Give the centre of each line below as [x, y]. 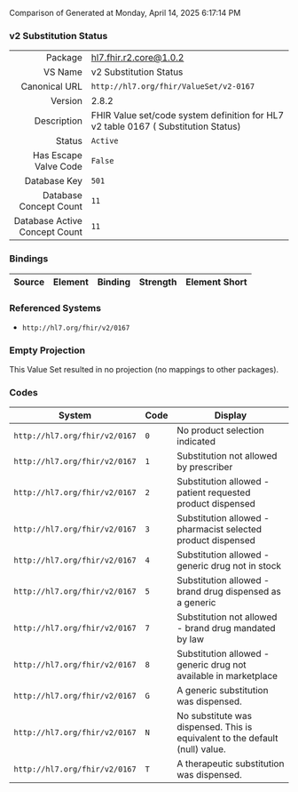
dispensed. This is [215, 727]
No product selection [220, 430]
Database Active [48, 221]
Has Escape [57, 156]
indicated [196, 442]
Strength [158, 282]
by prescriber [205, 468]
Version [66, 101]
